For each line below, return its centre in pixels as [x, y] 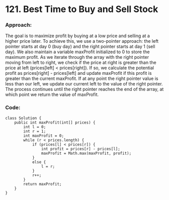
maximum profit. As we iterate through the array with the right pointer [77, 57]
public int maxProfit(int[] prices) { [55, 122]
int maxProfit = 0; [44, 136]
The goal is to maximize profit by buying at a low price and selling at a [77, 36]
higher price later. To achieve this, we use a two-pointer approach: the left [82, 41]
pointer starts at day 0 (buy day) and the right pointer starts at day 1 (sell [80, 47]
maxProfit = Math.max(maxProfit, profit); [86, 153]
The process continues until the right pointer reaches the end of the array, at [84, 89]
